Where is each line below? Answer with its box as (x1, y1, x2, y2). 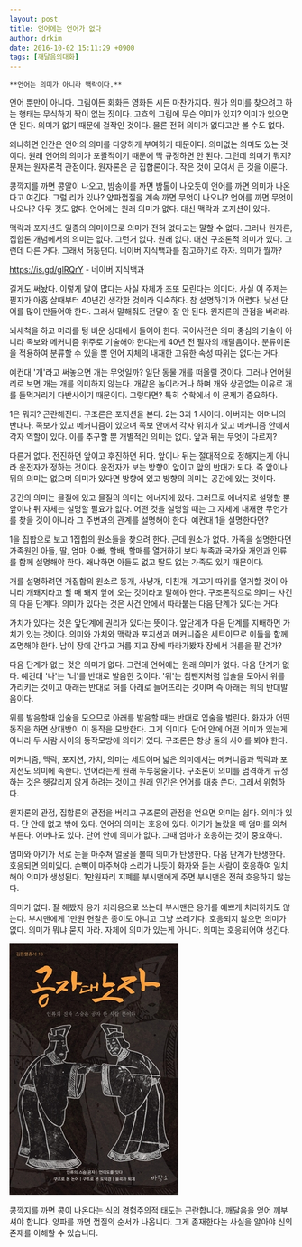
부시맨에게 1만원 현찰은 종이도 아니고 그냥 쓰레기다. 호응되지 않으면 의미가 (28, 913, 287, 925)
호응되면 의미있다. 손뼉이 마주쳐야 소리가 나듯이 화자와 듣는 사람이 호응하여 (9, 861, 272, 871)
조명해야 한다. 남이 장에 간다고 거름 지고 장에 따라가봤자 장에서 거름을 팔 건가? (9, 640, 282, 651)
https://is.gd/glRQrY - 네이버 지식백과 (9, 265, 145, 275)
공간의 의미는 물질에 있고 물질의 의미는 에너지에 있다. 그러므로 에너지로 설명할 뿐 (9, 492, 291, 503)
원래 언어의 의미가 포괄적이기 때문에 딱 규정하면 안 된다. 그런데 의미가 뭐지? (28, 150, 292, 162)
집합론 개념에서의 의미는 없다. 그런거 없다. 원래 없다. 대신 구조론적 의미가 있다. (9, 234, 283, 245)
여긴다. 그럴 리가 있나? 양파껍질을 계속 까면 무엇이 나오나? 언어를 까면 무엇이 (25, 192, 294, 203)
